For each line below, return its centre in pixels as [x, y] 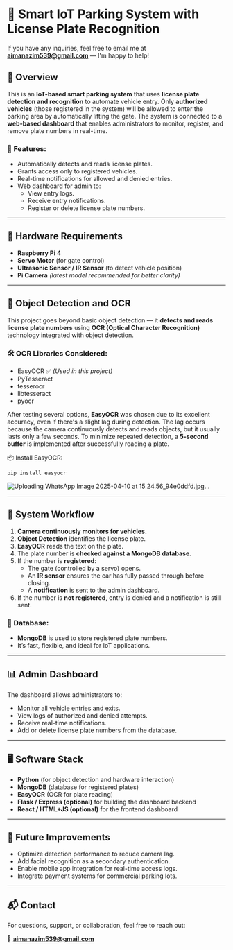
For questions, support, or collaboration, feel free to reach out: [96, 926]
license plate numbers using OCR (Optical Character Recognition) [104, 327]
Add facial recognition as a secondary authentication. [94, 861]
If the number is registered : [57, 560]
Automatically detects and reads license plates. [85, 164]
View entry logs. [51, 193]
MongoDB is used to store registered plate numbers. [92, 638]
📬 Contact [32, 905]
